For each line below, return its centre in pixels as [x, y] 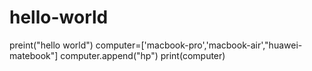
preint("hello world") [51, 45]
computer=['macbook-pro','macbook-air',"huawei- [199, 45]
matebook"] [34, 55]
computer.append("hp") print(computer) [143, 55]
